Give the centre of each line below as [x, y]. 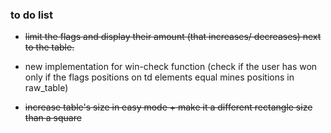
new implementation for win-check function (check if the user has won [171, 67]
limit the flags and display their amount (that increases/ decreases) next [173, 37]
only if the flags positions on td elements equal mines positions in [159, 77]
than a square [53, 118]
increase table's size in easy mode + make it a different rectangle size [168, 107]
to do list [31, 15]
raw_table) [46, 88]
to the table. [49, 47]
